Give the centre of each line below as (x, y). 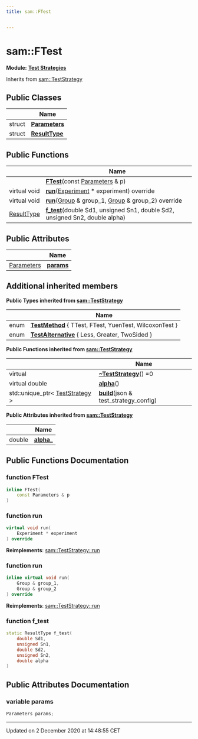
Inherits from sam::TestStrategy (44, 79)
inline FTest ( (24, 490)
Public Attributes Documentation (68, 684)
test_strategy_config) (128, 400)
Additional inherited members (62, 286)
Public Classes (34, 97)
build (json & (115, 393)
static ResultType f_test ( (39, 633)
